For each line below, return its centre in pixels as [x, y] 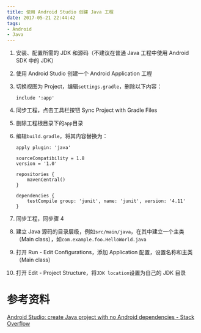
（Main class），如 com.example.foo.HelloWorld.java [81, 240]
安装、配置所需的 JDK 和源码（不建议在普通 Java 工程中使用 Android [102, 53]
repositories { [35, 175]
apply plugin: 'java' [43, 148]
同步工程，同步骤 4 [40, 219]
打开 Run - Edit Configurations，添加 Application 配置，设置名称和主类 [104, 252]
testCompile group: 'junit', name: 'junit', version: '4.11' [106, 201]
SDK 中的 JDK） [36, 60]
